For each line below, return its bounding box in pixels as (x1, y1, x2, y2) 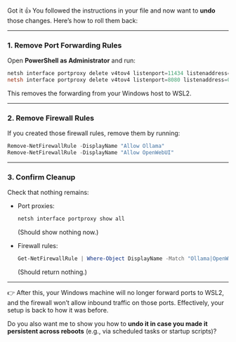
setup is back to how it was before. (7, 306, 109, 315)
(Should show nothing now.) (17, 228, 99, 237)
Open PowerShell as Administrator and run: (7, 56, 136, 65)
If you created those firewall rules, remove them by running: (7, 129, 181, 137)
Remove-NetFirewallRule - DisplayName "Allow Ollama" (7, 143, 165, 150)
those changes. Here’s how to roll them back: (7, 17, 138, 25)
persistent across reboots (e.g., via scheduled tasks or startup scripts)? (7, 327, 217, 336)
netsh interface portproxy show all (17, 215, 125, 223)
